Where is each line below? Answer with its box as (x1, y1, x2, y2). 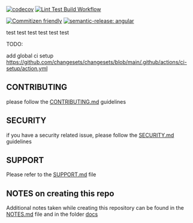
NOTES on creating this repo (6, 188, 114, 198)
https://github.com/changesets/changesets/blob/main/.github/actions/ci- (6, 59, 187, 65)
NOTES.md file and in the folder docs (6, 210, 98, 218)
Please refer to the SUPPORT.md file (6, 171, 96, 178)
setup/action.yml (6, 65, 48, 72)
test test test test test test (6, 29, 70, 36)
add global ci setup (6, 52, 54, 59)
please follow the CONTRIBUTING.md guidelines (6, 98, 126, 105)
